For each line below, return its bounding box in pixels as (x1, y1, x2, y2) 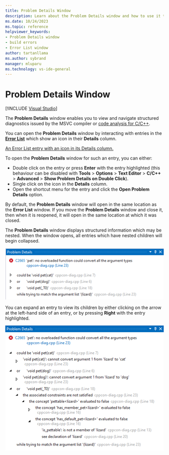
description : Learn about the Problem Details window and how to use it (5, 13, 161, 19)
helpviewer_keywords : (5, 29, 51, 35)
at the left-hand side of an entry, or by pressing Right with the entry (5, 310, 146, 316)
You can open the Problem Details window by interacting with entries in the (5, 130, 162, 136)
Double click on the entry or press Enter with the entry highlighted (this (12, 165, 160, 171)
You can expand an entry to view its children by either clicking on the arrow (5, 305, 162, 311)
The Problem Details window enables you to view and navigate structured (5, 115, 159, 121)
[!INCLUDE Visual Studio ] (5, 106, 58, 112)
